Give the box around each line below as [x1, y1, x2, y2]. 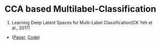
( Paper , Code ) [11, 34, 40, 40]
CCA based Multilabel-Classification [4, 3, 157, 15]
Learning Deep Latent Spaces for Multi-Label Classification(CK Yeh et [11, 20, 153, 25]
